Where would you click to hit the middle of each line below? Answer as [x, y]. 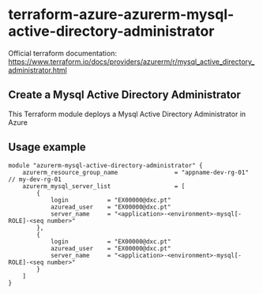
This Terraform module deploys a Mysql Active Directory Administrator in [127, 114]
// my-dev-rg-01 [35, 179]
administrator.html [38, 70]
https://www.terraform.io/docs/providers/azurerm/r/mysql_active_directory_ [131, 62]
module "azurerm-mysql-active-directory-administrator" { [105, 165]
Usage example [47, 147]
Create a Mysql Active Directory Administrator [124, 95]
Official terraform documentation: [62, 53]
